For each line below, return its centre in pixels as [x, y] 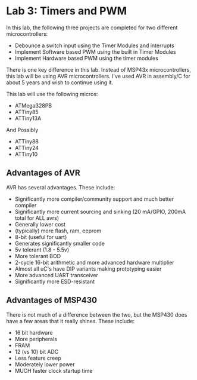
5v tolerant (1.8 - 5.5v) [42, 250]
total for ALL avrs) [37, 218]
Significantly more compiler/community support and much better [94, 199]
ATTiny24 [27, 148]
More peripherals [36, 339]
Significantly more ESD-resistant [55, 281]
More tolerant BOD [38, 256]
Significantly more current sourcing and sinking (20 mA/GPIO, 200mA [100, 212]
